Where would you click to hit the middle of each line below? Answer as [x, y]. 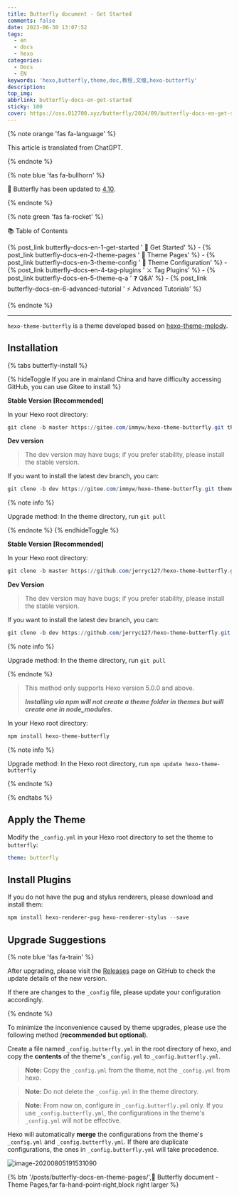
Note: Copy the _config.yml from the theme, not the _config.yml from [127, 1071]
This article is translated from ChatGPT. [65, 148]
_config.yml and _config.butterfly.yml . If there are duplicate [98, 1142]
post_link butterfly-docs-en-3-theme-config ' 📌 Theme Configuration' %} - [117, 262]
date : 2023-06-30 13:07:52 [47, 27]
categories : [25, 61]
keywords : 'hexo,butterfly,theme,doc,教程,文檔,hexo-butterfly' [102, 80]
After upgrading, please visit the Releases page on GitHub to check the [111, 971]
